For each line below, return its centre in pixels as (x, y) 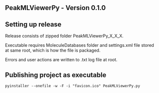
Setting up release (33, 24)
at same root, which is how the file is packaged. (53, 51)
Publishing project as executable (56, 75)
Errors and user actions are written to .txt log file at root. (61, 60)
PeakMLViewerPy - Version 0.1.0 (55, 8)
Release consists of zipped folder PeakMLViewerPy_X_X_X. (64, 36)
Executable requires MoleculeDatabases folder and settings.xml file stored (79, 45)
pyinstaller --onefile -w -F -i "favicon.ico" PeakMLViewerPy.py (72, 86)
